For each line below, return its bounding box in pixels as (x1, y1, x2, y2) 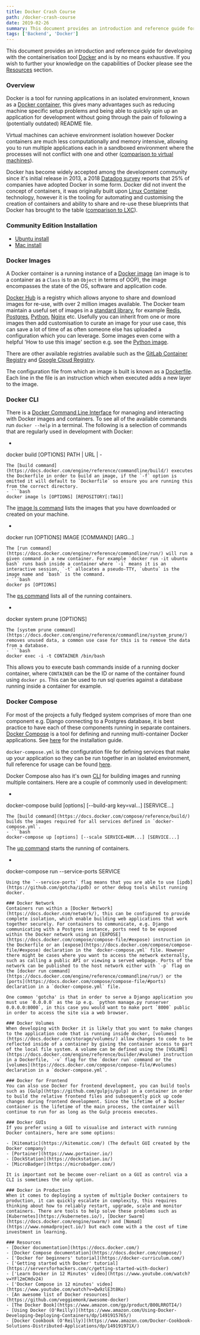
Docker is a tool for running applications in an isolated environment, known (6, 95, 190, 102)
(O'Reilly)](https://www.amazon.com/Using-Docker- (48, 1307, 177, 1313)
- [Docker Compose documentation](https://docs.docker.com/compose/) (6, 1250, 183, 1256)
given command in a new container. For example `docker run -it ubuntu (6, 556, 187, 562)
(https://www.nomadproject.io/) (6, 1223, 86, 1229)
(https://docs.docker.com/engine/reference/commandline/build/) (6, 468, 169, 474)
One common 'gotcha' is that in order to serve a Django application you (6, 994, 193, 1000)
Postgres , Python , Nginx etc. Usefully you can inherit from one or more (6, 313, 180, 320)
